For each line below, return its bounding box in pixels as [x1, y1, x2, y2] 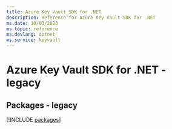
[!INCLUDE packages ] [6, 116, 61, 123]
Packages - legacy [6, 100, 78, 110]
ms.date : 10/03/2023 [6, 20, 59, 26]
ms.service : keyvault [6, 37, 61, 43]
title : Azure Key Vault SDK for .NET [6, 8, 102, 15]
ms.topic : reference [6, 25, 59, 32]
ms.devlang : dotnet [6, 31, 56, 38]
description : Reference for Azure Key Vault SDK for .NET [6, 15, 156, 21]
